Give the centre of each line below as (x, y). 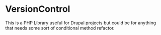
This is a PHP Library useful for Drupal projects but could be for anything (81, 23)
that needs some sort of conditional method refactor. (60, 28)
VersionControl (38, 9)
